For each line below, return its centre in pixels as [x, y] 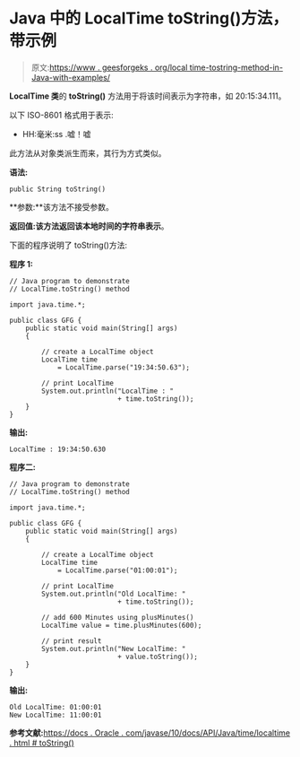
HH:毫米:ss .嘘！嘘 [56, 134]
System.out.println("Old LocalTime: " [114, 594]
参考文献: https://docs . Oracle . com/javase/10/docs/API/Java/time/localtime [150, 733]
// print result [72, 641]
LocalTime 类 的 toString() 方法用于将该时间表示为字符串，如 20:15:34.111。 [148, 96]
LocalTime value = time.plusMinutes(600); [122, 625]
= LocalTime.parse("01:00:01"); [117, 570]
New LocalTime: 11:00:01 [56, 715]
